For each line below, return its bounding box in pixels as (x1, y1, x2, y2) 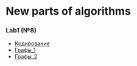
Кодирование (14, 40, 50, 47)
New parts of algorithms (5, 4, 132, 18)
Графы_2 (14, 53, 38, 61)
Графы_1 (14, 46, 36, 54)
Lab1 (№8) (5, 26, 37, 35)
